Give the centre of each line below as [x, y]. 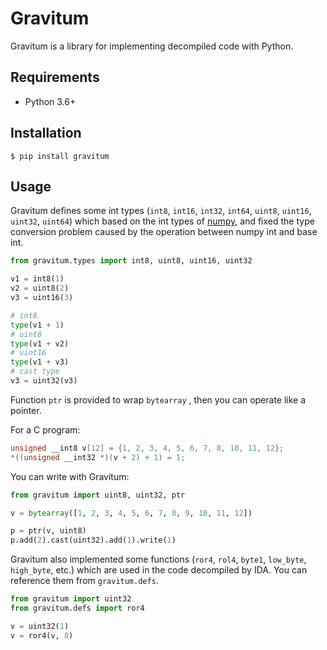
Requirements [55, 77]
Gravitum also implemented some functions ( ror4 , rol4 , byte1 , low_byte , [158, 559]
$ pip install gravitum [60, 156]
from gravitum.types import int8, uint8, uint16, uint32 [131, 261]
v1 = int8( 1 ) [37, 279]
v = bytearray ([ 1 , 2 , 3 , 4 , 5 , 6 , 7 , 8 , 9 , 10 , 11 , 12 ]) [131, 513]
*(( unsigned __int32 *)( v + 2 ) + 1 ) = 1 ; [98, 457]
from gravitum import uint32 [71, 599]
